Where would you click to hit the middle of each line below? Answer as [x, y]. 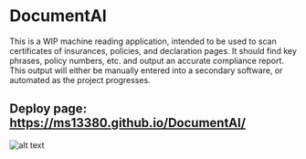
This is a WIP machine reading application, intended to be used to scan [143, 41]
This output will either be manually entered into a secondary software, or [146, 70]
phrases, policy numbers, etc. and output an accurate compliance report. [147, 60]
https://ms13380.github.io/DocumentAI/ [128, 123]
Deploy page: [48, 109]
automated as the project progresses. [80, 79]
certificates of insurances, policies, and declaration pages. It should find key [153, 50]
